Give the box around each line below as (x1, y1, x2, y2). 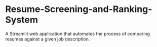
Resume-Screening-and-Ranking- (5, 3, 152, 15)
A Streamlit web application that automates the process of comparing (5, 30, 150, 36)
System (5, 14, 38, 25)
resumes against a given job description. (5, 36, 90, 42)
